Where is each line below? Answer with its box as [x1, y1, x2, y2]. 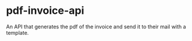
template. [6, 29, 29, 36]
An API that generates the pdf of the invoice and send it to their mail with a [6, 23, 186, 30]
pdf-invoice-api [6, 4, 85, 17]
